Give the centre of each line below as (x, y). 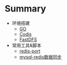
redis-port (30, 51)
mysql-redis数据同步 (40, 57)
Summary (25, 9)
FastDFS (28, 39)
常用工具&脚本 (26, 45)
